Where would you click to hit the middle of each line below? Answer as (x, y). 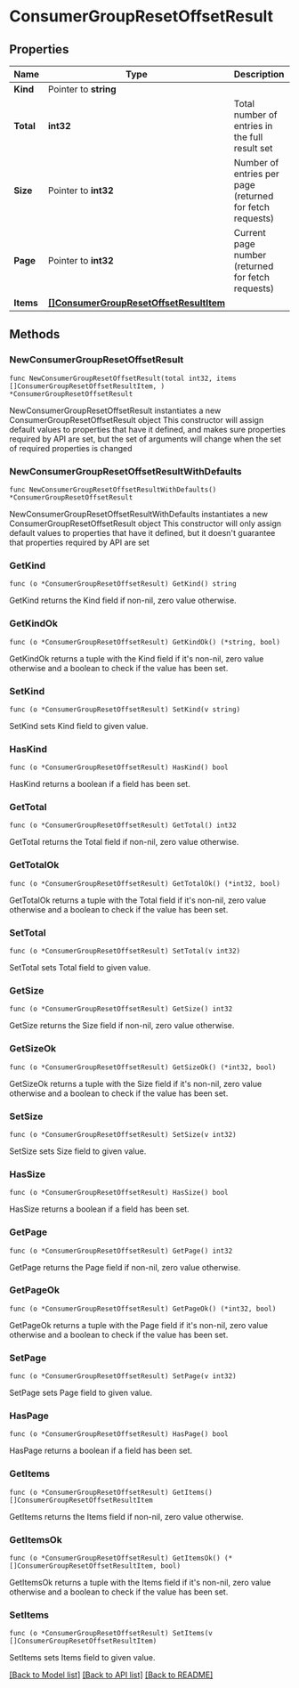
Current (250, 233)
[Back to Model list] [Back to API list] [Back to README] (111, 1675)
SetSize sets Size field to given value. (78, 1151)
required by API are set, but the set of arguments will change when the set (145, 439)
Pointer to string (82, 89)
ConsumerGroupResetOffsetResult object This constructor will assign (137, 419)
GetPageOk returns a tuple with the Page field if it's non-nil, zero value (139, 1325)
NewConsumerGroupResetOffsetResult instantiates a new (115, 410)
